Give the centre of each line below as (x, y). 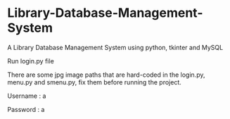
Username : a (27, 96)
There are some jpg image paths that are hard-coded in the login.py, (106, 75)
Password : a (26, 109)
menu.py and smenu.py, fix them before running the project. (94, 82)
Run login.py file (31, 61)
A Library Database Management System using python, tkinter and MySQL (115, 47)
